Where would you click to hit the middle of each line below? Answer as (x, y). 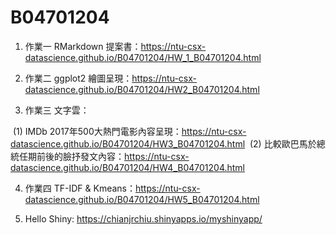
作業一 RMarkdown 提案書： (83, 46)
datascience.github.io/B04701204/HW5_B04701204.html (142, 199)
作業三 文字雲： (57, 110)
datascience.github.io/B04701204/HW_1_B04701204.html (143, 57)
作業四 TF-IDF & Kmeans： (80, 188)
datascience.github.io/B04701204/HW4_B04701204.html (128, 167)
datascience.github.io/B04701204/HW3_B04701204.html (128, 143)
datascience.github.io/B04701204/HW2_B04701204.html (142, 89)
